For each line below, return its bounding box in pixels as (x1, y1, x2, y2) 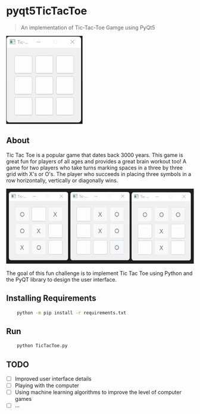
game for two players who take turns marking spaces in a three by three (6, 164, 183, 171)
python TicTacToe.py (17, 343, 68, 349)
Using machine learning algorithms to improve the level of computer (14, 389, 182, 396)
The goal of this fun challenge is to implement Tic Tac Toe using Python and (6, 270, 193, 277)
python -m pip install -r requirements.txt (17, 310, 127, 316)
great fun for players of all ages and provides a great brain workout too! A (6, 157, 186, 165)
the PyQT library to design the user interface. (6, 276, 117, 283)
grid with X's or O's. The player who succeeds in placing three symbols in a (6, 170, 192, 177)
